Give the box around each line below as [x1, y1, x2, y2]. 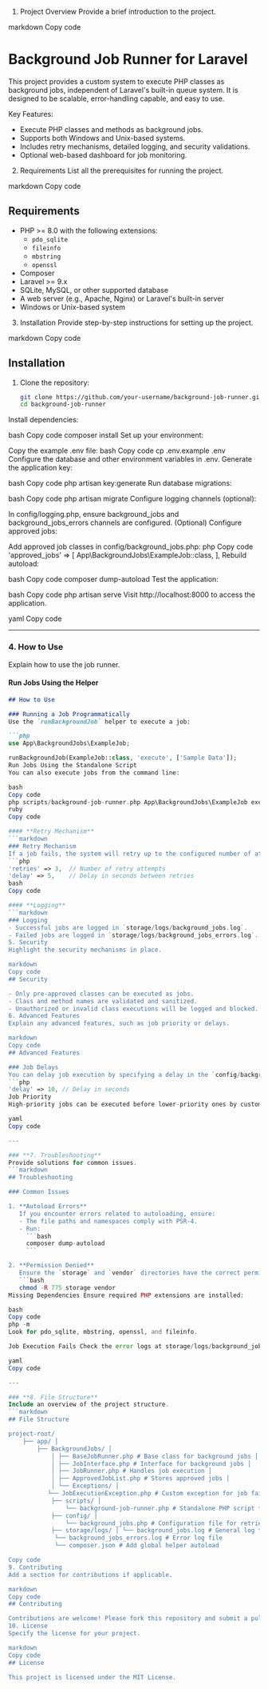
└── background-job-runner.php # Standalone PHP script [65, 1504, 255, 1512]
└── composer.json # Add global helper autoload [54, 1542, 219, 1550]
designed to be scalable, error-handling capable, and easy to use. [8, 94, 225, 103]
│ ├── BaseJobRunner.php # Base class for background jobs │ [50, 1452, 259, 1460]
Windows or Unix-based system [19, 302, 126, 311]
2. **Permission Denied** [8, 1262, 94, 1270]
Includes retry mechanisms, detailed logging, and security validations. [19, 142, 250, 151]
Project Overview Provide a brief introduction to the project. [19, 7, 217, 16]
